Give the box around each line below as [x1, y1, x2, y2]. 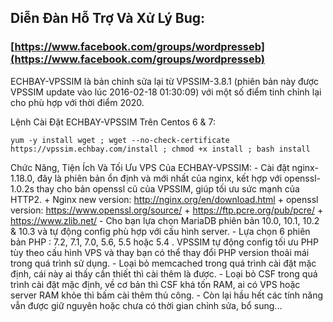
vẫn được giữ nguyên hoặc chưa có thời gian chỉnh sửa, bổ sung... [10, 299, 283, 311]
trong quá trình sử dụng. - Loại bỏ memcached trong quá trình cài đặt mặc [10, 257, 317, 269]
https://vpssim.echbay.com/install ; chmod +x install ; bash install [10, 144, 311, 154]
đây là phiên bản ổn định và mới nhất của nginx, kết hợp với [36, 172, 283, 184]
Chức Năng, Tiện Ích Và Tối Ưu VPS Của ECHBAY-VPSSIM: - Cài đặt [10, 161, 290, 173]
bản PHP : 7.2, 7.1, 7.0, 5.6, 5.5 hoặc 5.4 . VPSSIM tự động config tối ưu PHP [10, 236, 319, 248]
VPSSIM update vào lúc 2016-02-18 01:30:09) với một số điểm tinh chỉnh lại [10, 86, 322, 98]
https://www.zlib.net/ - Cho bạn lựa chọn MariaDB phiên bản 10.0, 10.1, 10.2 [10, 214, 320, 226]
